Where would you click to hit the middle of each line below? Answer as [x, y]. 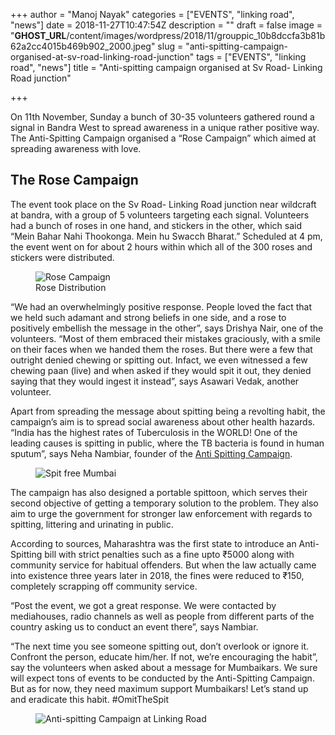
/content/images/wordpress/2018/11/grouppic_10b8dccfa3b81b [196, 35]
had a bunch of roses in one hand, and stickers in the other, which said [156, 225]
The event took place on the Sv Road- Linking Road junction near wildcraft [163, 204]
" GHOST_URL [38, 35]
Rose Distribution [71, 287]
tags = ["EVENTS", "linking [251, 57]
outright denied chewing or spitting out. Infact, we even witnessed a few [159, 360]
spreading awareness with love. [76, 148]
